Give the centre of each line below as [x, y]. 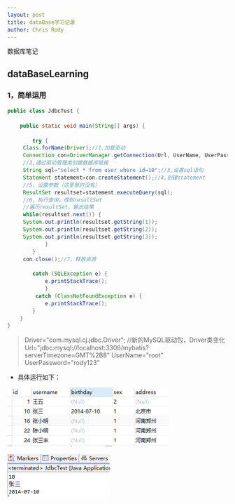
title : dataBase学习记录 [41, 22]
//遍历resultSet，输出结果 [58, 207]
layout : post [26, 15]
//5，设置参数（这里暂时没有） [61, 185]
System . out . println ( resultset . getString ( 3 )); [90, 237]
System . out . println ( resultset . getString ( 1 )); [90, 222]
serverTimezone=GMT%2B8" [67, 355]
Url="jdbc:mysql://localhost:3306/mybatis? [86, 348]
